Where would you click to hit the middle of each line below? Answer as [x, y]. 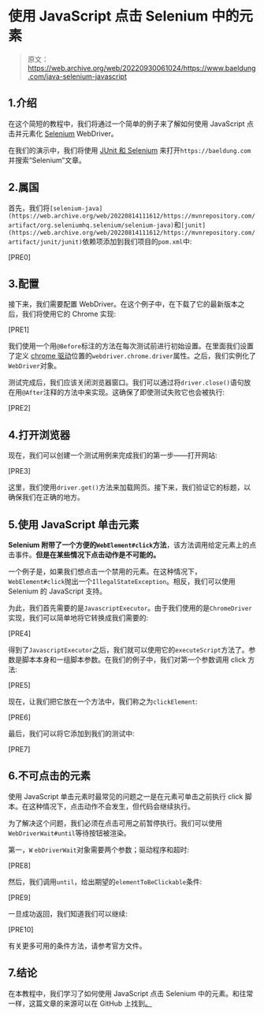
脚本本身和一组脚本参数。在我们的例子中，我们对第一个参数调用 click [134, 660]
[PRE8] [20, 865]
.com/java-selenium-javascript [77, 76]
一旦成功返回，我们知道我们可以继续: [68, 913]
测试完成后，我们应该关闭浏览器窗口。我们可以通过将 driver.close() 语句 [126, 382]
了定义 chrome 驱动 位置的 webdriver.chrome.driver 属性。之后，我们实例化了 [132, 356]
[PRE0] [20, 257]
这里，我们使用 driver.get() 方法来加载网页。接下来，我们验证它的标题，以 [129, 487]
